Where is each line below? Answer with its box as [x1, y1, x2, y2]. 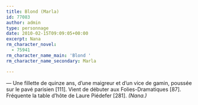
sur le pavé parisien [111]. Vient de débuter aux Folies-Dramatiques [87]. [6, 86, 181, 93]
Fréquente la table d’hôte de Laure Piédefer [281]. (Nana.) [6, 92, 147, 99]
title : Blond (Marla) [6, 8, 60, 15]
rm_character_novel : [6, 42, 57, 48]
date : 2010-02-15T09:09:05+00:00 [6, 31, 89, 37]
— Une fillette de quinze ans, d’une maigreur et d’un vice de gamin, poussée [6, 79, 192, 86]
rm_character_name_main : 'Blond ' [6, 52, 92, 58]
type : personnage [6, 25, 49, 31]
